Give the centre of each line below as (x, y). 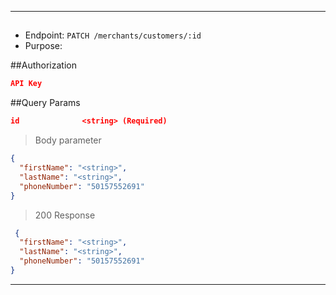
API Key (26, 84)
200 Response (65, 215)
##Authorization (43, 65)
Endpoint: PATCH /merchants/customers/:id (113, 35)
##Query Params (45, 103)
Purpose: (43, 46)
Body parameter (68, 140)
